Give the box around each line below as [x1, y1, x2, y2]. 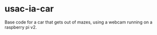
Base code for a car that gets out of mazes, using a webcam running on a [4, 19, 153, 25]
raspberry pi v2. [4, 24, 37, 30]
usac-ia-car [4, 3, 54, 14]
